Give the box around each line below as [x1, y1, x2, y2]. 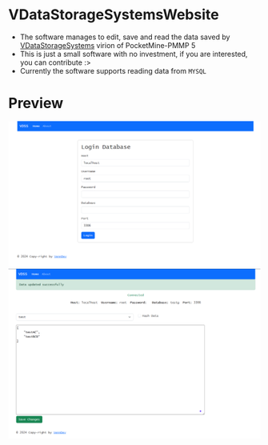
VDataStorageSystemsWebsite [8, 6, 219, 24]
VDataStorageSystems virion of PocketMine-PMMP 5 [19, 40, 196, 50]
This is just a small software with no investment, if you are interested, [19, 49, 248, 58]
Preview [8, 94, 64, 113]
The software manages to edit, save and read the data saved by [19, 32, 230, 42]
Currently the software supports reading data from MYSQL [19, 66, 206, 75]
